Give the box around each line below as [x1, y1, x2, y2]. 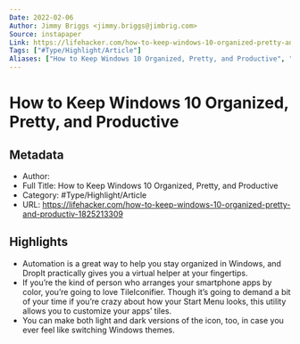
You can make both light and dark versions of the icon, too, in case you [21, 315, 284, 325]
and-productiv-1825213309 [21, 209, 123, 219]
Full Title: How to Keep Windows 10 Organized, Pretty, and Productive [21, 180, 279, 191]
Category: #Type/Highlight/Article [21, 190, 147, 201]
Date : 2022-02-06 [9, 12, 74, 22]
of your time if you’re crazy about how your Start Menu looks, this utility [21, 296, 287, 307]
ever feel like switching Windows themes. [21, 324, 176, 335]
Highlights [9, 234, 69, 250]
